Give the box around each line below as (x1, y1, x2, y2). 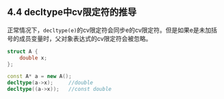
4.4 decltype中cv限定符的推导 (7, 6, 137, 18)
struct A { (7, 48, 38, 55)
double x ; (19, 54, 48, 61)
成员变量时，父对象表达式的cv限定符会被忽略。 (18, 34, 152, 42)
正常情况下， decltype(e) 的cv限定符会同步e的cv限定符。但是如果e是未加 (7, 26, 212, 34)
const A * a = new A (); (7, 73, 72, 80)
